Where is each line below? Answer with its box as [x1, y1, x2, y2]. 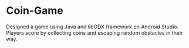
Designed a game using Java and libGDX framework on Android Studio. [6, 23, 179, 30]
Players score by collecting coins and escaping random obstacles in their [6, 29, 183, 36]
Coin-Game [6, 4, 63, 17]
